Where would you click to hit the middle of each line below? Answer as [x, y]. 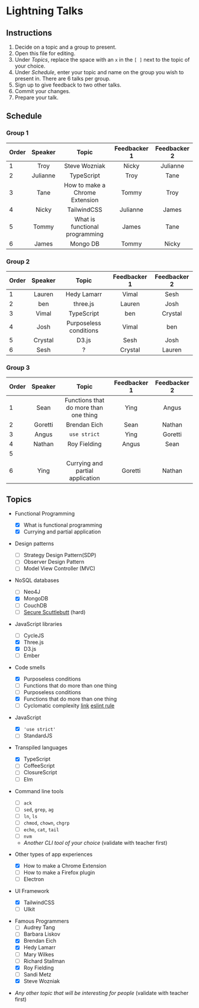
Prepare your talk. [36, 97]
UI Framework [32, 891]
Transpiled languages [41, 748]
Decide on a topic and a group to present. [65, 47]
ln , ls [31, 816]
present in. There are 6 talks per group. [62, 79]
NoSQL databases [37, 580]
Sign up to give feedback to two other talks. [68, 85]
